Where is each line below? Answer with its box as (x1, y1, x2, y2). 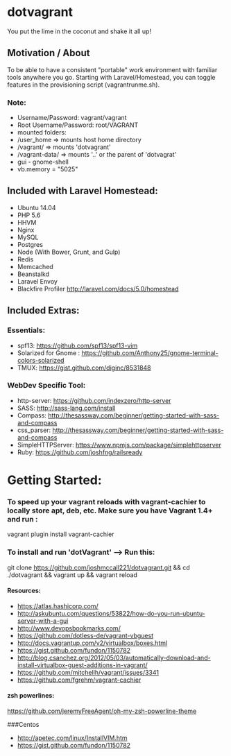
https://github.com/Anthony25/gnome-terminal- (81, 348, 219, 357)
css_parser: (17, 426, 51, 434)
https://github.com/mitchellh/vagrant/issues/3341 (17, 668, 160, 676)
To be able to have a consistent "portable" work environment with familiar (7, 65, 218, 74)
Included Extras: (7, 304, 80, 316)
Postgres (17, 240, 44, 248)
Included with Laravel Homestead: (7, 185, 158, 197)
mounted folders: (17, 128, 67, 137)
